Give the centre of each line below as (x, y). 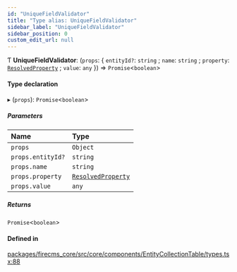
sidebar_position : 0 (38, 34)
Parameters (25, 116)
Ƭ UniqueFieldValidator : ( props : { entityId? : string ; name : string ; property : (119, 60)
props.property (36, 177)
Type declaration (33, 84)
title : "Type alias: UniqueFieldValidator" (72, 20)
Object (83, 148)
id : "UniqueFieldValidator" (49, 14)
